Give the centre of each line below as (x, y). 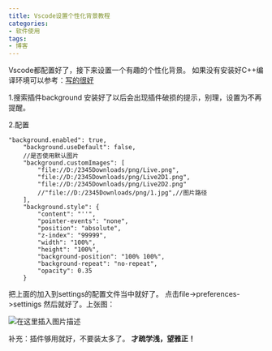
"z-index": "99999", (72, 236)
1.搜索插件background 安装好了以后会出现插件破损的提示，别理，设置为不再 (135, 97)
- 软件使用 (24, 31)
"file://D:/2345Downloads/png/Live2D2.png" (112, 184)
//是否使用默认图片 (51, 156)
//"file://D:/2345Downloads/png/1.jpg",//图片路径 (123, 193)
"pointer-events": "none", (83, 221)
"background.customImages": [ (74, 163)
